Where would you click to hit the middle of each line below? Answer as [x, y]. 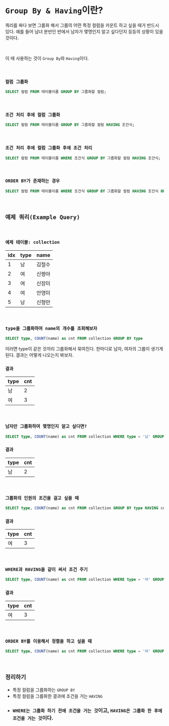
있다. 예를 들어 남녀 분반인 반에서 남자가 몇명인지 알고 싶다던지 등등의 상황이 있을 [84, 31]
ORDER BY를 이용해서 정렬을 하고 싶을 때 [49, 641]
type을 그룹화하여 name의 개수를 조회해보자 [51, 328]
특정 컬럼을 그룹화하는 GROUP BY [44, 690]
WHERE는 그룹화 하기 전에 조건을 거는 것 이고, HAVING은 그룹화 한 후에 [87, 710]
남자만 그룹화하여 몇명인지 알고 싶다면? [46, 426]
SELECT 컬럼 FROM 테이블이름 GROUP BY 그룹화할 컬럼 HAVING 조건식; [70, 125]
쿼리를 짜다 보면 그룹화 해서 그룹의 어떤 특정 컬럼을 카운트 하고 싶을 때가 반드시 [82, 25]
